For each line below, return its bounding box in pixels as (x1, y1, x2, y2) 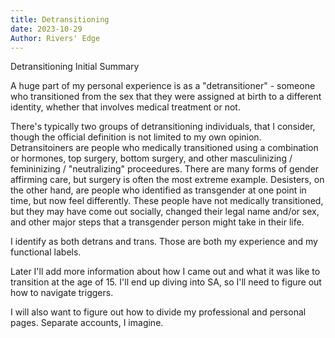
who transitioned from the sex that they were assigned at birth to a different (10, 91, 322, 103)
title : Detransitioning (10, 14, 110, 25)
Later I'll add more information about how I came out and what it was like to (10, 266, 321, 278)
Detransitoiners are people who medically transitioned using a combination (10, 142, 319, 154)
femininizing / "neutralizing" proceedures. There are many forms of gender (10, 163, 320, 175)
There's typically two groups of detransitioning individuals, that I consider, (10, 121, 316, 133)
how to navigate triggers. (10, 287, 114, 299)
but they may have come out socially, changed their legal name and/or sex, (10, 206, 320, 218)
